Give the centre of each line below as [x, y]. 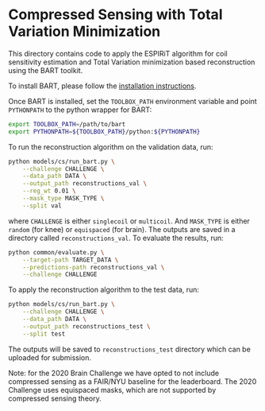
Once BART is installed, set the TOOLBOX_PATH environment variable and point [133, 101]
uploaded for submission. [50, 357]
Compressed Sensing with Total [115, 15]
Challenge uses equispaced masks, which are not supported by [112, 390]
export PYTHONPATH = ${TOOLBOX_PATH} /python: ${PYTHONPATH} [104, 132]
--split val [42, 205]
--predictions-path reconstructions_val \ [94, 267]
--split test [44, 334]
